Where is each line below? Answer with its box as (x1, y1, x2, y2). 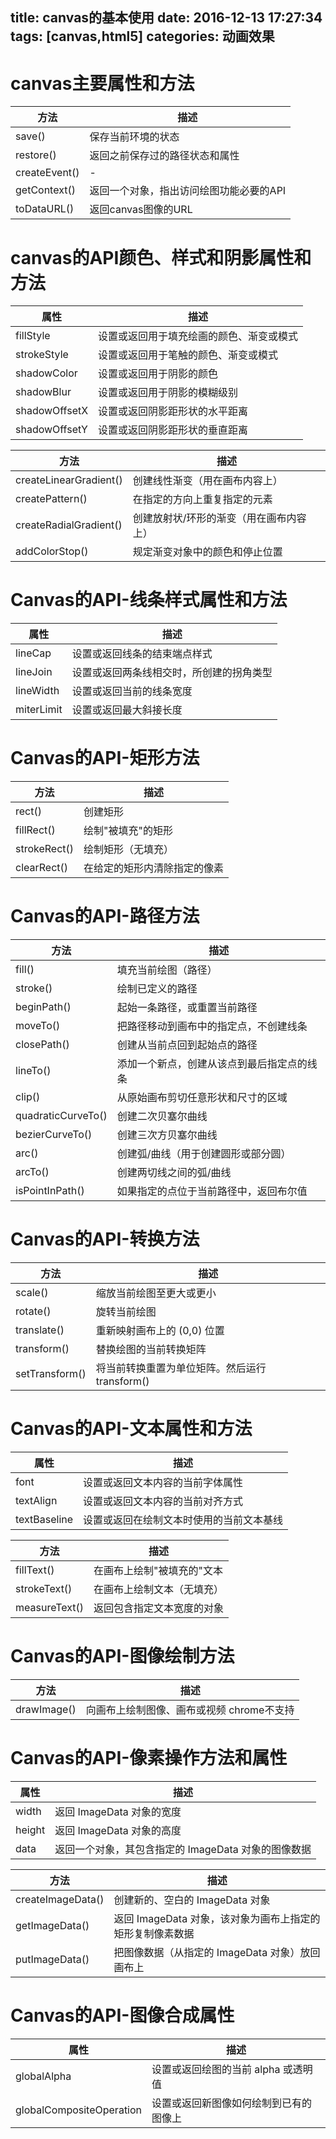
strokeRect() (15, 842, 75, 856)
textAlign (15, 1493, 58, 1507)
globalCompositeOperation (15, 2103, 143, 2117)
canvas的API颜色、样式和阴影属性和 (10, 246, 312, 269)
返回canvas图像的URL (89, 203, 193, 217)
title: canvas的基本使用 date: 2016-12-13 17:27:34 (10, 9, 323, 27)
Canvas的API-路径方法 (10, 905, 200, 928)
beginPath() (15, 1000, 72, 1014)
